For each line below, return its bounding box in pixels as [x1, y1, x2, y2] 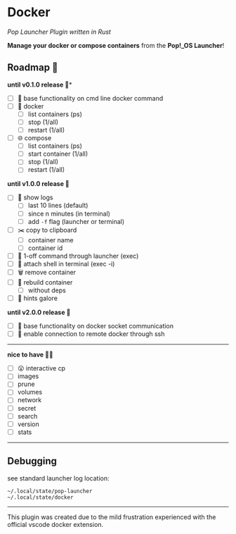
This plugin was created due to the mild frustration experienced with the [7, 512, 216, 521]
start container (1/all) [27, 149, 88, 159]
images [17, 372, 39, 380]
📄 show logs [17, 193, 53, 201]
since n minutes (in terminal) [27, 209, 111, 218]
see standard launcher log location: [7, 473, 110, 483]
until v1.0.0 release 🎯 [7, 180, 70, 188]
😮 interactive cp [17, 364, 65, 373]
